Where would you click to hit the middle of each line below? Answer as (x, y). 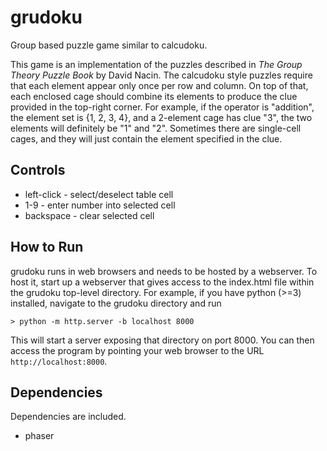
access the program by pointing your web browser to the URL (137, 350)
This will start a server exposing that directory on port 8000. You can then (162, 340)
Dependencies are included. (68, 417)
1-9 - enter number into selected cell (100, 205)
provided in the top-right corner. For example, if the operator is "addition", (162, 107)
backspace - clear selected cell (89, 215)
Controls (38, 170)
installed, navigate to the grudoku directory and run (116, 303)
